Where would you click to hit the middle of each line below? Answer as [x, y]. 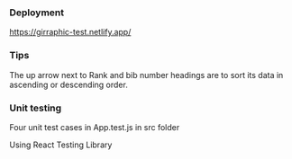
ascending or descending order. [68, 84]
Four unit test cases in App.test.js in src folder [95, 127]
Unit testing [36, 108]
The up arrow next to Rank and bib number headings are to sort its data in [146, 75]
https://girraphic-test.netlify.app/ [70, 32]
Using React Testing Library [61, 145]
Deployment [37, 13]
